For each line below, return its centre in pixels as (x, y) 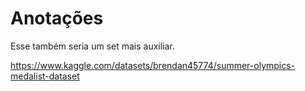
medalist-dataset (45, 76)
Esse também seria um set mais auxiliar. (92, 46)
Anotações (57, 18)
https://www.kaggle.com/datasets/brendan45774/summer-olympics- (153, 65)
